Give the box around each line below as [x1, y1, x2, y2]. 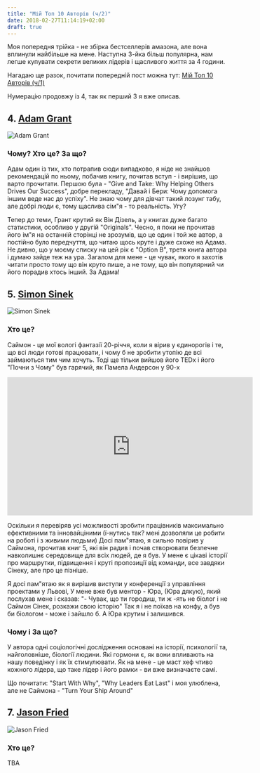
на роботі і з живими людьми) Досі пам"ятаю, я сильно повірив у [7, 535, 205, 545]
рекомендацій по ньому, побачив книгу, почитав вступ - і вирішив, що [7, 172, 219, 181]
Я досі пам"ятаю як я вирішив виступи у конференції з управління [7, 579, 205, 587]
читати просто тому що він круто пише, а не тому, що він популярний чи [7, 261, 224, 269]
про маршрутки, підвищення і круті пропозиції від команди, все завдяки [7, 558, 225, 566]
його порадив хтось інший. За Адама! [7, 268, 121, 276]
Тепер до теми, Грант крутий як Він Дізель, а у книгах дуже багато [7, 216, 208, 224]
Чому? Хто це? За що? [7, 149, 87, 159]
